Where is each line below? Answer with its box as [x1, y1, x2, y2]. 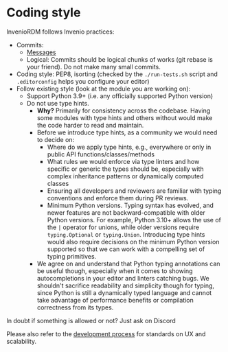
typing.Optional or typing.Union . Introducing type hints [47, 230, 205, 238]
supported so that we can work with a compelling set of [47, 245, 205, 253]
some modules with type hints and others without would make [36, 113, 213, 121]
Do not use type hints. [26, 99, 90, 107]
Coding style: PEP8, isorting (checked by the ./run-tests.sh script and [16, 70, 218, 78]
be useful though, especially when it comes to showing [36, 266, 193, 275]
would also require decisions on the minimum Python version [47, 237, 220, 246]
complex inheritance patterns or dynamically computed [47, 172, 204, 180]
